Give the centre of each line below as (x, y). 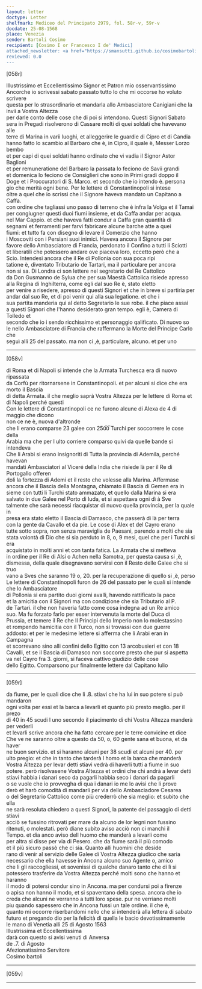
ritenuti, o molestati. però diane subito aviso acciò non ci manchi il (88, 828)
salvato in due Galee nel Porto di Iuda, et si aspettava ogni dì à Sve (89, 499)
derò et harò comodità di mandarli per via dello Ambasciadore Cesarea (94, 790)
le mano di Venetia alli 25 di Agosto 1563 (57, 924)
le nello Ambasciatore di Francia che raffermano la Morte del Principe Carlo (99, 328)
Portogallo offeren (29, 473)
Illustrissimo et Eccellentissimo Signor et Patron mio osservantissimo (91, 85)
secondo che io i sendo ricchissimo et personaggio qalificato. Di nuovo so (98, 322)
